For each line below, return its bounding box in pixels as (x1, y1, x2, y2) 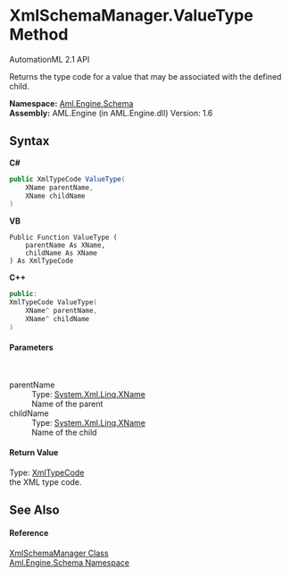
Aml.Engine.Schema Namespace (9, 556, 129, 568)
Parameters (9, 342, 54, 353)
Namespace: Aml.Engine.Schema (9, 98, 134, 108)
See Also (9, 503, 60, 518)
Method (9, 24, 69, 45)
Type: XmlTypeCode (9, 467, 85, 479)
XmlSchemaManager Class (9, 547, 109, 558)
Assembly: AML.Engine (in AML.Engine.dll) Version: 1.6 (9, 107, 213, 118)
